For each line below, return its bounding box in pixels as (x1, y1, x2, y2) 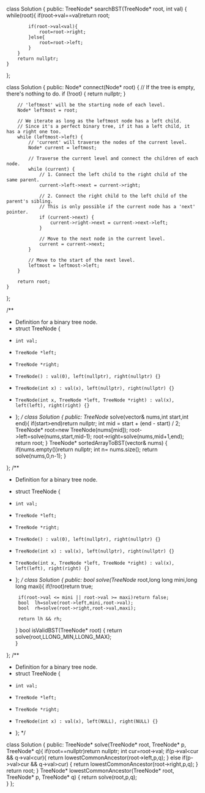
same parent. (6, 177, 40, 183)
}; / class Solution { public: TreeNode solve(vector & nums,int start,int (15, 413, 188, 420)
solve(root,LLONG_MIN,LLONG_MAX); (15, 633, 112, 640)
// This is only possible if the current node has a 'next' (39, 204, 196, 210)
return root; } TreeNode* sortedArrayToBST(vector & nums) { (15, 439, 168, 446)
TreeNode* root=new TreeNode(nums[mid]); (15, 426, 129, 433)
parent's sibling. (6, 198, 53, 204)
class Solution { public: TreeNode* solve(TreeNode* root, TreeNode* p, (6, 741, 187, 748)
